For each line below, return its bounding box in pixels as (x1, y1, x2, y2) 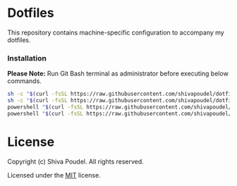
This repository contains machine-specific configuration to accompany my (7, 28, 224, 37)
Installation (7, 53, 47, 63)
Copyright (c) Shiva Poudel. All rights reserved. (7, 157, 145, 166)
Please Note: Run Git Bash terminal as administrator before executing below (7, 69, 229, 78)
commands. (7, 77, 42, 85)
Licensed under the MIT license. (7, 170, 101, 179)
